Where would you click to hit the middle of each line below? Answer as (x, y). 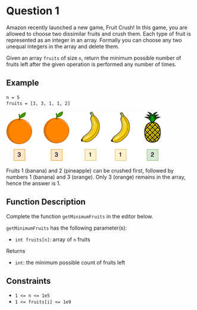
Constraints (29, 281)
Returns (16, 250)
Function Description (46, 202)
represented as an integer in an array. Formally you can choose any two (94, 40)
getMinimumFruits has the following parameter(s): (67, 228)
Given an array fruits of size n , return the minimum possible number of (94, 58)
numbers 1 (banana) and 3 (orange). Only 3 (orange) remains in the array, (96, 177)
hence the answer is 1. (34, 183)
